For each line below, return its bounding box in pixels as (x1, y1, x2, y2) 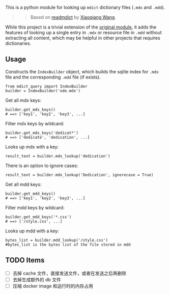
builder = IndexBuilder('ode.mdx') (5, 88, 81, 93)
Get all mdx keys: (5, 97, 42, 103)
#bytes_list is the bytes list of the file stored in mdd (5, 242, 131, 247)
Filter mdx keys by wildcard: (5, 120, 65, 126)
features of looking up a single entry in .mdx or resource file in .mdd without (5, 30, 162, 35)
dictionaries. (5, 40, 32, 46)
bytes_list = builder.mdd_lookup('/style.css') (5, 237, 108, 243)
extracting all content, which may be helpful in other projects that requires (5, 35, 160, 41)
